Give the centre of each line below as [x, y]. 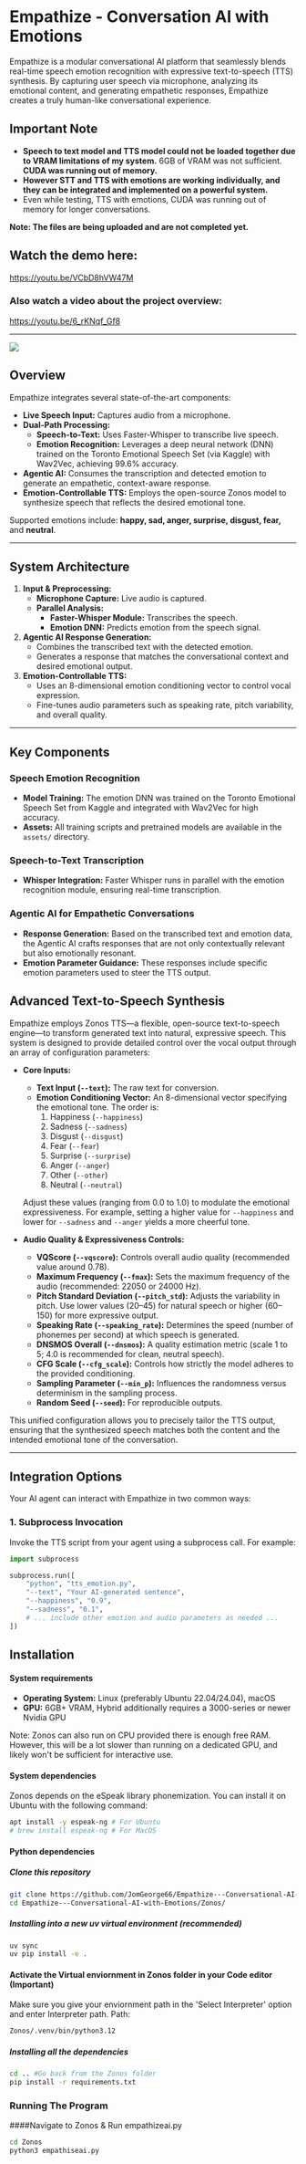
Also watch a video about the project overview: [116, 301]
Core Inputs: [46, 1070]
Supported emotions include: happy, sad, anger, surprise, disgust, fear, [146, 520]
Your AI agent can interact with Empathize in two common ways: [130, 1499]
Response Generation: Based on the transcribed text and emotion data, [158, 934]
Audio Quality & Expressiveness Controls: [103, 1239]
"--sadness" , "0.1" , [65, 1610]
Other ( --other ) [79, 1175]
